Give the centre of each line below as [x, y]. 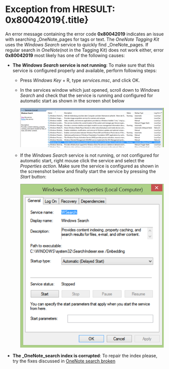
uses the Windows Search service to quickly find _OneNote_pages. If [77, 44]
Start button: [33, 176]
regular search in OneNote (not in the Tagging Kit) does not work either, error [84, 50]
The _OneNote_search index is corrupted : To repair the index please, [85, 356]
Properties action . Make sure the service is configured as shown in [89, 166]
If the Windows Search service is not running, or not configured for [90, 155]
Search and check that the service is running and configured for [87, 95]
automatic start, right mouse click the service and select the [82, 160]
